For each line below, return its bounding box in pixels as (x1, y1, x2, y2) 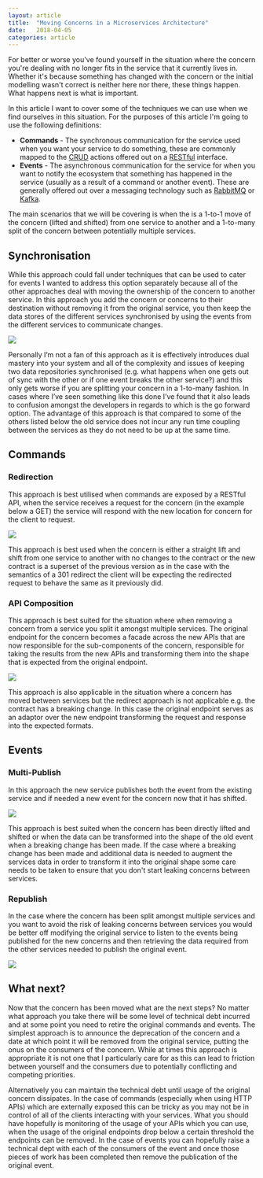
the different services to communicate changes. (8, 320, 163, 330)
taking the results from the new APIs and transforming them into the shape (8, 649, 250, 659)
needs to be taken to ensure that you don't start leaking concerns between (8, 865, 250, 874)
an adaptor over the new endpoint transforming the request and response (8, 713, 247, 722)
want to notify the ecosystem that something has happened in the (19, 169, 233, 179)
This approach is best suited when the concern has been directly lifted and (8, 823, 250, 833)
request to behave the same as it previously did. (8, 578, 163, 587)
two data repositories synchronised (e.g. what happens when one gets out (8, 367, 249, 376)
